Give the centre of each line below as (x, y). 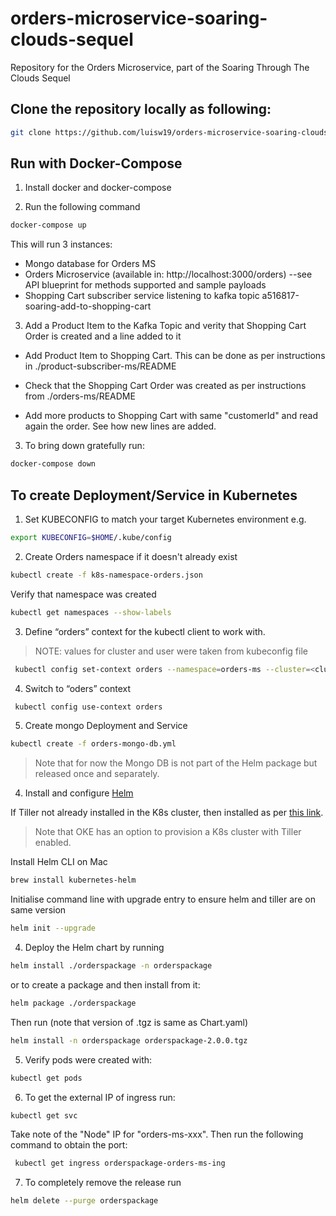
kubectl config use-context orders (88, 707)
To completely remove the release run (103, 1183)
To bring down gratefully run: (84, 446)
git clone (31, 132)
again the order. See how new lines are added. (120, 426)
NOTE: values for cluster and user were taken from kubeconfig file (171, 651)
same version (38, 910)
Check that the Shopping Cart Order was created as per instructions (165, 386)
